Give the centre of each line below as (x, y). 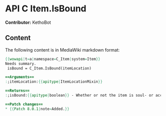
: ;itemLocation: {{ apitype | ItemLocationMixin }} (54, 82)
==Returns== (17, 91)
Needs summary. (21, 63)
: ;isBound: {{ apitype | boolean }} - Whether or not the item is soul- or (79, 95)
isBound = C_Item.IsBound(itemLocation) (49, 68)
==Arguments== (20, 77)
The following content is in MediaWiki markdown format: (62, 50)
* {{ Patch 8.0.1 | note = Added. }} (37, 109)
